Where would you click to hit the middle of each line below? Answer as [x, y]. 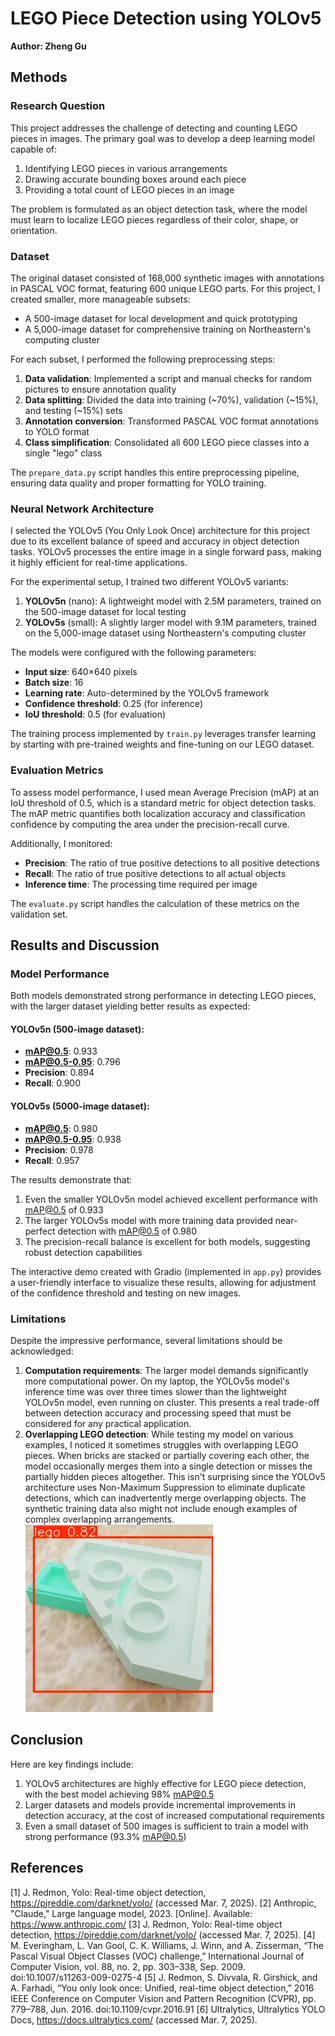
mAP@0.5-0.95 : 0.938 [73, 1139]
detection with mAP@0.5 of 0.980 [127, 1231]
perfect [40, 1231]
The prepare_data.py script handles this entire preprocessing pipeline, [155, 472]
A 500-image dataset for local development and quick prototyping [161, 318]
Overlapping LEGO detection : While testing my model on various [159, 1434]
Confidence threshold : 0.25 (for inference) [113, 704]
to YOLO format [57, 431]
